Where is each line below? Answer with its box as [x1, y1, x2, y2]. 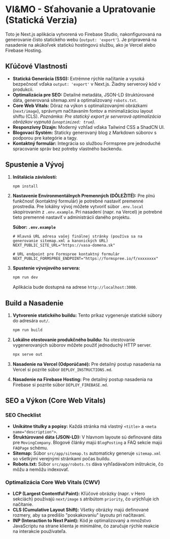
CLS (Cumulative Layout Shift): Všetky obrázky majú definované [12, 507, 149, 513]
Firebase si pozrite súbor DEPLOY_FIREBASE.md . [12, 382, 109, 388]
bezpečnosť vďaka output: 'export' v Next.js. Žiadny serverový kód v [12, 81, 161, 87]
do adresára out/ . [12, 318, 50, 324]
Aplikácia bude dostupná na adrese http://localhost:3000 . [12, 284, 137, 290]
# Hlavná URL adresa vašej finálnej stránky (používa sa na [12, 234, 143, 239]
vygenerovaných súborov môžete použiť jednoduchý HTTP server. [12, 342, 152, 348]
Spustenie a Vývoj [5, 160, 64, 169]
